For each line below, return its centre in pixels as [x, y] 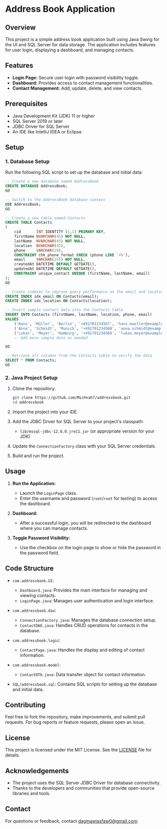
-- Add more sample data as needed [51, 338]
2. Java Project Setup [32, 377]
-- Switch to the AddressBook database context [55, 200]
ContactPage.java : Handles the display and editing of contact [82, 650]
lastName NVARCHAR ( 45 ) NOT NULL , [50, 241]
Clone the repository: [34, 389]
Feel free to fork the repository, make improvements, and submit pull [75, 717]
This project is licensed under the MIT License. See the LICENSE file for [79, 750]
